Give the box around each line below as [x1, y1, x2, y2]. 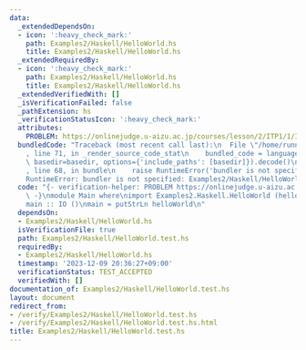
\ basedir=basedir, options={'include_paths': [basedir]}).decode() [25, 157, 291, 167]
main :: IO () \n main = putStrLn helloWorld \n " [25, 200, 206, 210]
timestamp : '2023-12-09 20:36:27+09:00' [17, 259, 173, 269]
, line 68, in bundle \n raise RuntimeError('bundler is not [25, 166, 271, 175]
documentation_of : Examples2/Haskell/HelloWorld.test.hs [9, 284, 230, 293]
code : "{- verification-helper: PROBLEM [17, 183, 173, 192]
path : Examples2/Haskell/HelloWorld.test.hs [17, 233, 189, 242]
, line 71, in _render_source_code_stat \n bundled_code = [25, 149, 262, 158]
